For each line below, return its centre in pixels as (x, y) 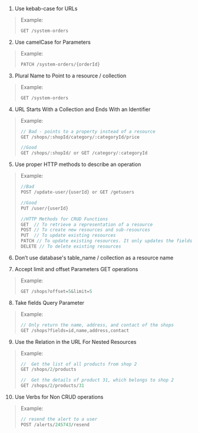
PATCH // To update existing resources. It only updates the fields (106, 241)
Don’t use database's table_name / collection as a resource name (94, 258)
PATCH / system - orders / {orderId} (60, 64)
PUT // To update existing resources (68, 236)
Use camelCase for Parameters (53, 42)
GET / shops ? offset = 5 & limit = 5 (56, 291)
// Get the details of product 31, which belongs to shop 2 (97, 380)
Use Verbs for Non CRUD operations (59, 397)
